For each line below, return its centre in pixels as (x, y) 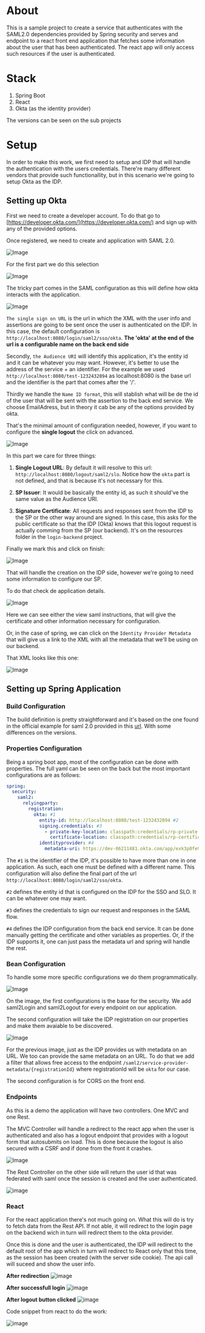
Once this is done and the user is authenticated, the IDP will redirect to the (100, 1244)
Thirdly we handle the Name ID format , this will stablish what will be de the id (102, 394)
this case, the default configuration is (53, 331)
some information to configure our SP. (54, 579)
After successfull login (36, 1288)
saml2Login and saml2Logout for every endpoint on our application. (92, 1008)
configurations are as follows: (44, 775)
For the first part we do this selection (53, 264)
